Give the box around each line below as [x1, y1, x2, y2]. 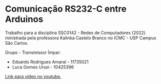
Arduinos [5, 14, 43, 25]
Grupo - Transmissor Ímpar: [5, 50, 61, 55]
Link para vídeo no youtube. [5, 73, 61, 79]
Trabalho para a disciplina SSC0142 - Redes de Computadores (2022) [5, 30, 146, 35]
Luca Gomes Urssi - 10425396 [12, 64, 74, 70]
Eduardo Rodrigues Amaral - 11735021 [12, 59, 89, 65]
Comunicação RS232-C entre [5, 3, 127, 15]
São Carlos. [5, 40, 28, 46]
